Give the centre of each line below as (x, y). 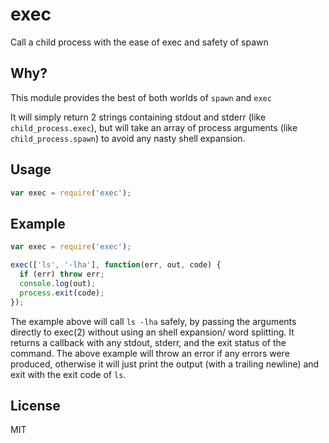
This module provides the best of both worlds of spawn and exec (141, 97)
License (35, 405)
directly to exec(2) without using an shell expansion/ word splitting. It (152, 332)
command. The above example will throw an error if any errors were (150, 353)
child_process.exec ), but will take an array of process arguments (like (154, 127)
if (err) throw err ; (62, 274)
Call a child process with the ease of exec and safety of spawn (139, 42)
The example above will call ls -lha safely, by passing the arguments (153, 321)
